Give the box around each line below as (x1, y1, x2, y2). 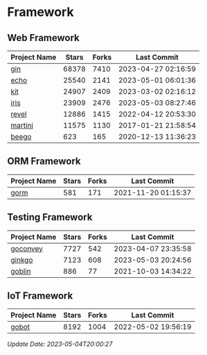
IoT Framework (7, 290, 73, 302)
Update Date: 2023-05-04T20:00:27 (7, 340, 113, 348)
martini (10, 121, 33, 130)
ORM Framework (7, 156, 81, 167)
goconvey (10, 244, 44, 254)
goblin (10, 266, 31, 276)
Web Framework (7, 32, 80, 44)
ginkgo (10, 255, 33, 265)
